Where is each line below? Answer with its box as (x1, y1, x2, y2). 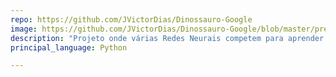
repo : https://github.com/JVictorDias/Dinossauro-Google (10, 14, 253, 25)
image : (10, 24, 38, 34)
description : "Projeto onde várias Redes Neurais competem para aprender (10, 33, 325, 43)
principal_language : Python (10, 42, 128, 53)
